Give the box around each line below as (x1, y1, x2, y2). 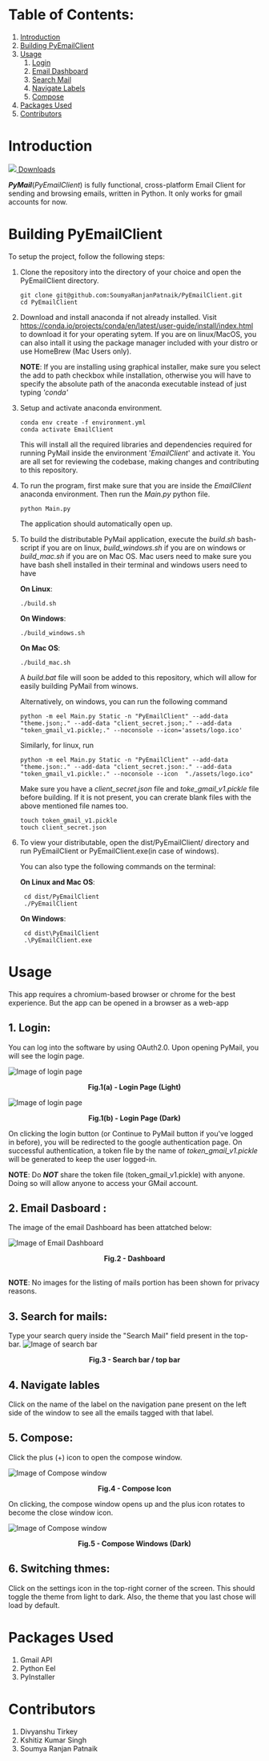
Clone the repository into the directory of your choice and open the (19, 267, 242, 277)
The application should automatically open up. (19, 519, 173, 528)
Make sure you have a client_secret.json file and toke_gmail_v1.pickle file (19, 783, 259, 793)
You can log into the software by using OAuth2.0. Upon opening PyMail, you (8, 1042, 259, 1052)
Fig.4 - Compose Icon (97, 1484, 172, 1493)
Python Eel (19, 1663, 56, 1673)
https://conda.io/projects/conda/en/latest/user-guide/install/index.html (19, 321, 254, 330)
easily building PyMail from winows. (19, 681, 139, 690)
